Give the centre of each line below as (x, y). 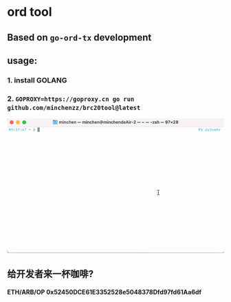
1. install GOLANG (37, 80)
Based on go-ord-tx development (79, 37)
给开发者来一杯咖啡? (51, 274)
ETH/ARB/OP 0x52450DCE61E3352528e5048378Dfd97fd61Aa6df (104, 292)
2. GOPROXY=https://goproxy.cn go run (71, 98)
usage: (22, 60)
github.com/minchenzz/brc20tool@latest (74, 108)
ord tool (30, 12)
